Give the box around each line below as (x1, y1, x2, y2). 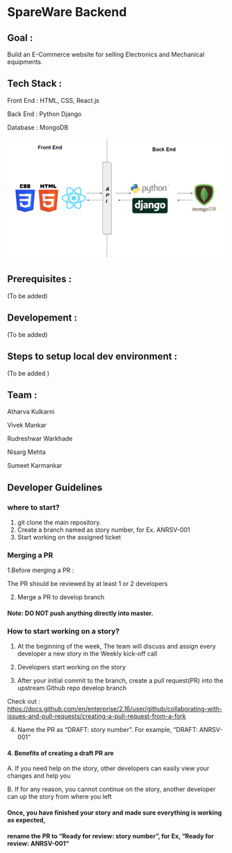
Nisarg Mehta (7, 448, 47, 456)
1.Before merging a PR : (7, 566, 74, 574)
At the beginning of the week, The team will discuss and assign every (17, 642, 217, 651)
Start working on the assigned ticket (17, 533, 122, 541)
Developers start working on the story (17, 663, 126, 672)
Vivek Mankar (7, 421, 47, 430)
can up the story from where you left (7, 793, 113, 801)
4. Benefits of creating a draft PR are (7, 749, 115, 757)
